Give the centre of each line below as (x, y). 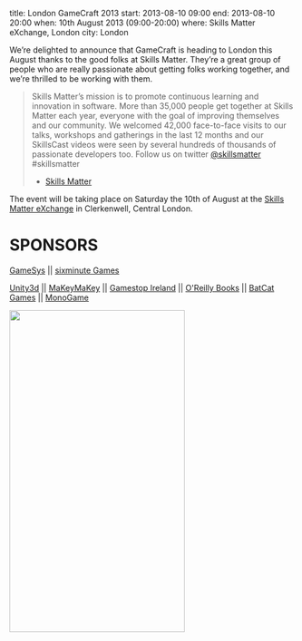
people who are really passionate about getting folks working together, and (150, 69)
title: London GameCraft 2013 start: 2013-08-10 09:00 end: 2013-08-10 (142, 13)
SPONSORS (54, 245)
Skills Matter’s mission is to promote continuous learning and (145, 96)
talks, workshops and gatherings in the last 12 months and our (148, 135)
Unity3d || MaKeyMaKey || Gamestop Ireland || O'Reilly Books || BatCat (142, 287)
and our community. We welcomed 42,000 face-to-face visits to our (159, 125)
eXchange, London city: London (69, 32)
